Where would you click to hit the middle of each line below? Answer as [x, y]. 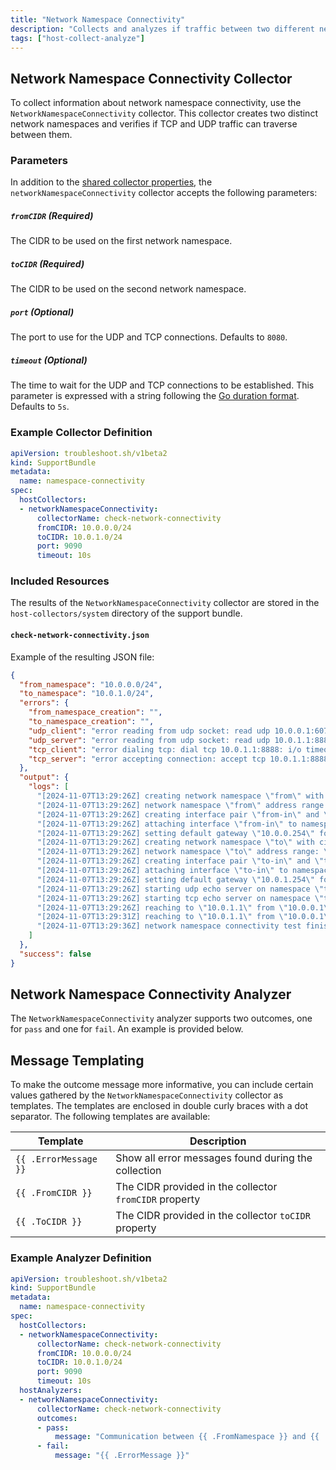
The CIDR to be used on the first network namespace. [121, 241]
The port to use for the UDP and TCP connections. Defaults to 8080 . [149, 337]
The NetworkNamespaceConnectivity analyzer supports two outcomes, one [161, 1018]
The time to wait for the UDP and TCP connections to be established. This [162, 385]
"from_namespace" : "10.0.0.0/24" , [91, 684]
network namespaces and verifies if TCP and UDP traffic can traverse [154, 124]
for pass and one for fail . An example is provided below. [127, 1029]
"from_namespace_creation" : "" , [95, 712]
